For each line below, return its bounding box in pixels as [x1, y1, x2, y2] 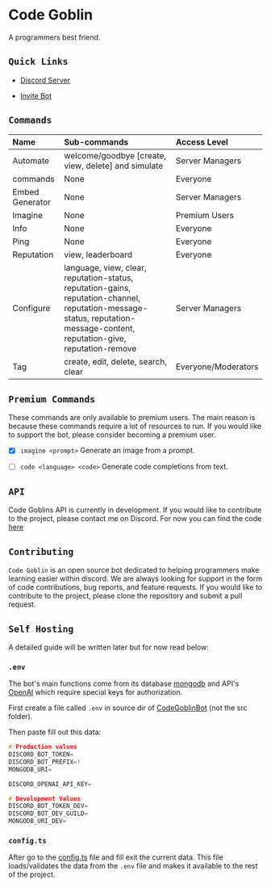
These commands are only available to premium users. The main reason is [8, 413, 256, 422]
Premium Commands [8, 393, 95, 405]
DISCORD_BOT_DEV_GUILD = [8, 809, 89, 818]
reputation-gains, [64, 282, 131, 293]
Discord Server [19, 75, 71, 85]
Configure [12, 302, 51, 313]
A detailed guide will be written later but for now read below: [8, 642, 210, 652]
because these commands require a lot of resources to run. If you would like [8, 422, 262, 431]
